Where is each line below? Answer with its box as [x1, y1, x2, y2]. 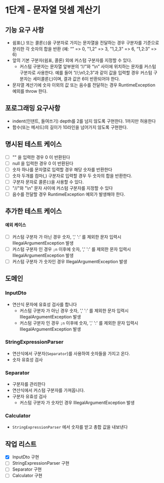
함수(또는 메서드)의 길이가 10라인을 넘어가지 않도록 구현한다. [12, 124, 128, 130]
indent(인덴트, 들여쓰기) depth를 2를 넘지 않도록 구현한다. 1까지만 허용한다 [12, 118, 156, 124]
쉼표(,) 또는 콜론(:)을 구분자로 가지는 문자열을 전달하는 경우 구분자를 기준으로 [12, 40, 159, 45]
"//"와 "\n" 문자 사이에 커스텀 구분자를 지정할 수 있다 [12, 185, 113, 191]
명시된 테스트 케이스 [5, 140, 62, 149]
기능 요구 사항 [5, 26, 44, 34]
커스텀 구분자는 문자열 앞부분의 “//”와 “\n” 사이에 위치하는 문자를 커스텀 [19, 64, 157, 69]
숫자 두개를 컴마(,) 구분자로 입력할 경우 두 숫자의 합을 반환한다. [12, 172, 132, 178]
